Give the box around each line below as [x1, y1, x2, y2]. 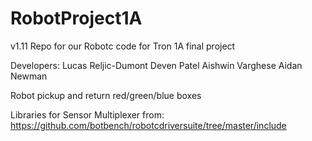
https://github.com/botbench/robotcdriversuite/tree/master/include [10, 119, 287, 131]
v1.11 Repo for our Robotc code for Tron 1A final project [10, 40, 236, 52]
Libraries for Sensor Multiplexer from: [10, 108, 165, 121]
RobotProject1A [10, 7, 143, 30]
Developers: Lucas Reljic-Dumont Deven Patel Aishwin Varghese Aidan [10, 59, 303, 71]
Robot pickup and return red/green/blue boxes [10, 89, 202, 101]
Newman [10, 70, 48, 82]
